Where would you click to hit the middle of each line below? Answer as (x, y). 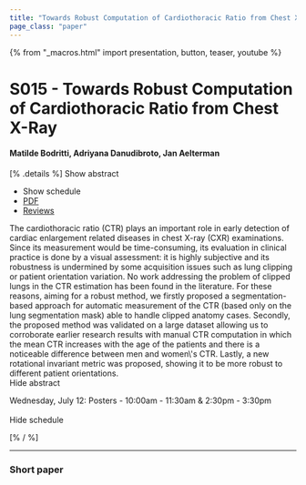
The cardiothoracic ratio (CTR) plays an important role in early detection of (149, 227)
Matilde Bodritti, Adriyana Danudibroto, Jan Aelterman (115, 153)
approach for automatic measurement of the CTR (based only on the (163, 305)
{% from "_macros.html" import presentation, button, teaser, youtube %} (146, 52)
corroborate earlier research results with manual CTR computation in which (151, 334)
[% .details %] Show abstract (64, 173)
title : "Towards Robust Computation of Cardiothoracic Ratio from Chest (150, 18)
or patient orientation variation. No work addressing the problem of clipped (150, 276)
